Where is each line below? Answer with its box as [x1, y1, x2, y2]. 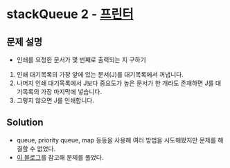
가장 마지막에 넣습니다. [40, 88, 102, 95]
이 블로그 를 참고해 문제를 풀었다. [16, 153, 104, 161]
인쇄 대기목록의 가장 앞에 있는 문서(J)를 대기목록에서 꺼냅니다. [16, 71, 184, 78]
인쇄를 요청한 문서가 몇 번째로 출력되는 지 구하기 [16, 56, 146, 64]
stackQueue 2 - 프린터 [6, 6, 134, 22]
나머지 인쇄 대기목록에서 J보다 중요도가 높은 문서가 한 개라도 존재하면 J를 [16, 79, 214, 87]
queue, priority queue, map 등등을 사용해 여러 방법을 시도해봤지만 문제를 [16, 136, 216, 144]
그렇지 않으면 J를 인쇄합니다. [16, 96, 95, 104]
